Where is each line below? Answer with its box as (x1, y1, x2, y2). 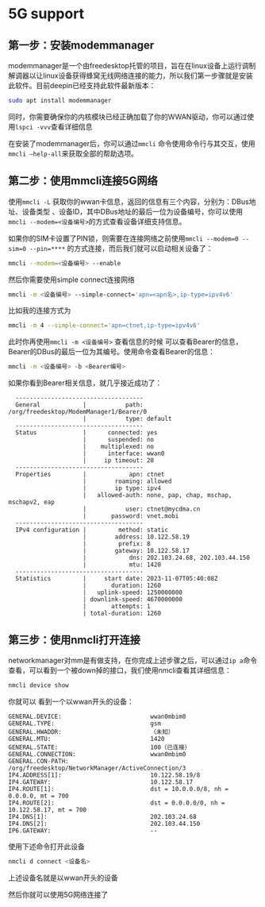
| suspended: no (83, 436, 155, 444)
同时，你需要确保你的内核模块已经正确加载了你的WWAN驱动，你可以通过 (8, 112, 248, 122)
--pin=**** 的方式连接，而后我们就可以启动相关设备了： (29, 243, 213, 253)
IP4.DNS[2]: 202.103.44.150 (8, 820, 201, 828)
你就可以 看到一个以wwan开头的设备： (8, 697, 134, 706)
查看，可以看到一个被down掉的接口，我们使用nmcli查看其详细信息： (8, 666, 232, 675)
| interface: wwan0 (83, 450, 165, 457)
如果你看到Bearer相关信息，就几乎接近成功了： (8, 378, 163, 388)
